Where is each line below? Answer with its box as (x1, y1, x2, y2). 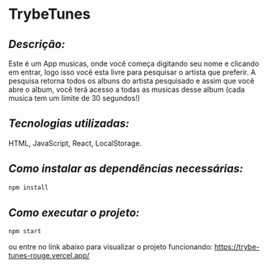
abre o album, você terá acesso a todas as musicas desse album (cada (8, 84, 245, 94)
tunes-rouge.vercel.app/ (8, 251, 91, 261)
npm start (8, 227, 42, 236)
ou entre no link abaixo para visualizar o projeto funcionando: (8, 242, 213, 252)
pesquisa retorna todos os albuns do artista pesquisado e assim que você (8, 76, 255, 85)
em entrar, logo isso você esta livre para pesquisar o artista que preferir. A (8, 67, 257, 77)
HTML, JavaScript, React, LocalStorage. (8, 138, 143, 148)
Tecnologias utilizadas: (8, 117, 130, 131)
